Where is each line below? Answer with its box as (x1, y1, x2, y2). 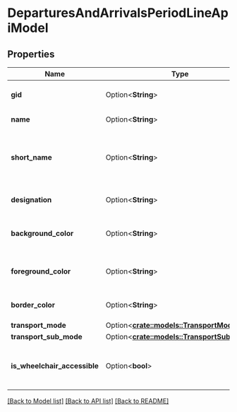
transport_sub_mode (11, 332, 83, 341)
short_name (11, 153, 52, 162)
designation (11, 195, 52, 204)
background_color (11, 228, 74, 238)
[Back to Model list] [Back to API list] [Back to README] (7, 397, 169, 405)
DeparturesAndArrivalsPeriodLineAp (7, 5, 229, 21)
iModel (7, 20, 49, 36)
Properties (7, 48, 55, 60)
